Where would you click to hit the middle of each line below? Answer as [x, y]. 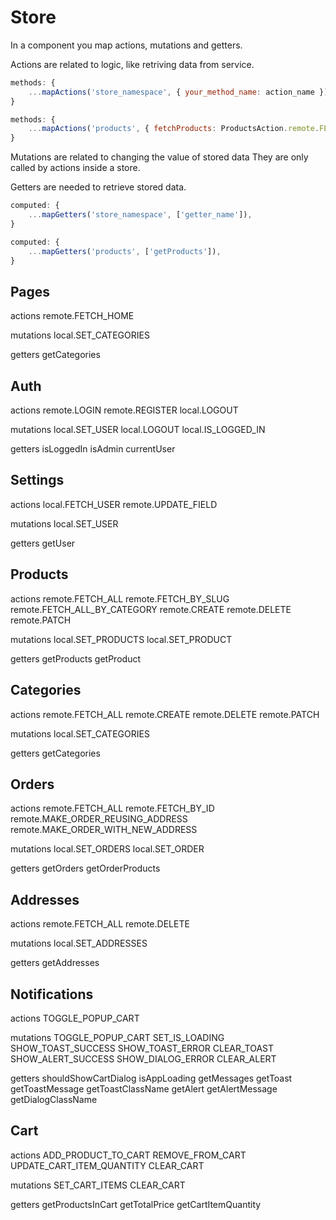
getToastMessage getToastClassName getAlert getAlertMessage [144, 1088]
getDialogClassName [54, 1099]
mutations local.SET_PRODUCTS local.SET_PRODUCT [121, 639]
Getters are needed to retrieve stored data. [98, 187]
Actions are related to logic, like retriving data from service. [132, 64]
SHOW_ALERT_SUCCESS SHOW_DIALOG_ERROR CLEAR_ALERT [143, 1058]
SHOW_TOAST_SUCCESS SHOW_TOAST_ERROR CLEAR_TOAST [142, 1048]
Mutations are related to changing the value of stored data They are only [159, 157]
